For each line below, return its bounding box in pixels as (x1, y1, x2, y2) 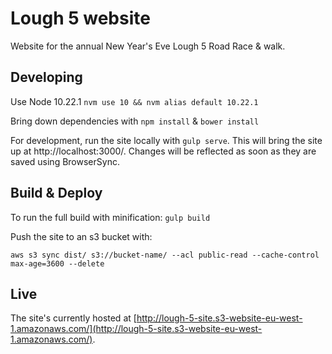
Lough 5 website (10, 7, 151, 30)
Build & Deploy (10, 185, 103, 202)
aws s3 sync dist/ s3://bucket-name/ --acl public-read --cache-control (10, 250, 320, 260)
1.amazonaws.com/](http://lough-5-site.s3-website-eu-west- (10, 323, 263, 335)
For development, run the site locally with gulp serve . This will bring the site (10, 134, 323, 146)
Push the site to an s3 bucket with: (10, 230, 153, 242)
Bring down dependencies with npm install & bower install (10, 115, 260, 127)
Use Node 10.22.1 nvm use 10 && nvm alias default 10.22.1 (10, 95, 259, 107)
